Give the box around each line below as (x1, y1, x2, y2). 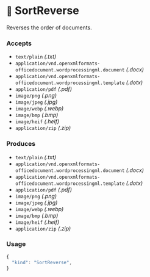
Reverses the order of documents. (6, 24, 93, 31)
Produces (6, 140, 35, 148)
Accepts (6, 39, 32, 48)
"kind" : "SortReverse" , (12, 259, 72, 265)
